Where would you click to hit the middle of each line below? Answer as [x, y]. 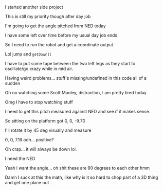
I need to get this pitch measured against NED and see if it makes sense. [78, 112]
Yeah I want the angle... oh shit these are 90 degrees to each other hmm [77, 168]
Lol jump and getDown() [28, 54]
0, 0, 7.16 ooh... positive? [29, 140]
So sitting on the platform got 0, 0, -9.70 [45, 121]
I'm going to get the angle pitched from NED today [55, 26]
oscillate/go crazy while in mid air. [39, 69]
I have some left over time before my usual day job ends [61, 35]
